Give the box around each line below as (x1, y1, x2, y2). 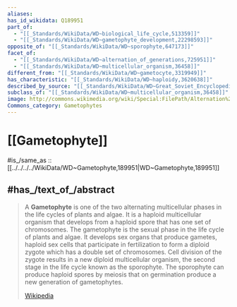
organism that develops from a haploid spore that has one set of (24, 217, 212, 226)
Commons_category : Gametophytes (7, 102, 102, 109)
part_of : (7, 23, 33, 30)
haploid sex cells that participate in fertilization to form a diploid (24, 240, 209, 248)
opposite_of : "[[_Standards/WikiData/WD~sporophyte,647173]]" (7, 43, 194, 50)
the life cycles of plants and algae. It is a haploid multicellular (24, 210, 202, 219)
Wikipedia (24, 291, 54, 300)
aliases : (7, 10, 33, 18)
